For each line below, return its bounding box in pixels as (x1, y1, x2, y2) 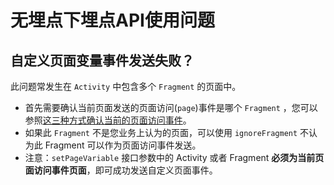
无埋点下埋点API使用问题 (10, 9, 215, 32)
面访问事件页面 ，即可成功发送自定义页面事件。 (24, 164, 218, 176)
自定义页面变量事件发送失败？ (10, 52, 195, 69)
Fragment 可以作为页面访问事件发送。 (44, 139, 202, 151)
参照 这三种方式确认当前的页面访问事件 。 (24, 114, 192, 126)
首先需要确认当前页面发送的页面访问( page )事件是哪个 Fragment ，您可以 (24, 102, 318, 113)
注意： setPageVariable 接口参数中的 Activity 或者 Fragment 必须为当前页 (24, 152, 325, 163)
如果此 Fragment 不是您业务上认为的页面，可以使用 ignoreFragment (24, 127, 298, 138)
